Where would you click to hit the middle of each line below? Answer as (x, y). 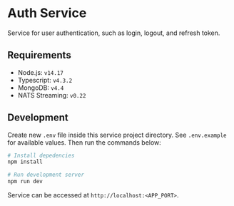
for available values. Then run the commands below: (85, 142)
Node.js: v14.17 (41, 72)
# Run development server (46, 175)
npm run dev (25, 182)
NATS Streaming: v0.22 (52, 95)
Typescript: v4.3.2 (45, 80)
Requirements (39, 55)
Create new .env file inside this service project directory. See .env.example (117, 135)
